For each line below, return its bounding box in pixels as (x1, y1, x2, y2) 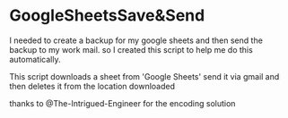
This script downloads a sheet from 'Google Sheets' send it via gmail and (9, 71, 280, 81)
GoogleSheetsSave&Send (9, 5, 205, 26)
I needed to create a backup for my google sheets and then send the (9, 35, 263, 46)
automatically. (9, 54, 61, 64)
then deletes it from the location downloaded (9, 80, 176, 91)
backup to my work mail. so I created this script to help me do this (9, 44, 253, 55)
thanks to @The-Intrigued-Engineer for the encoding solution (9, 97, 236, 108)
